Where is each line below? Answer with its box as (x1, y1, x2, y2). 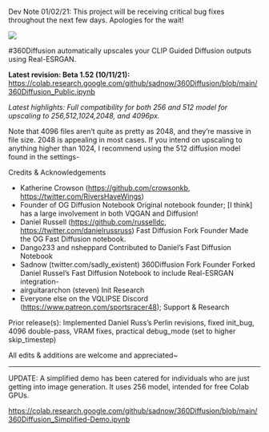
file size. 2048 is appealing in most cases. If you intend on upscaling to (8, 135, 243, 144)
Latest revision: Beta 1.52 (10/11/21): (8, 70, 130, 79)
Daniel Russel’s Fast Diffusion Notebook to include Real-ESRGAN (19, 268, 234, 277)
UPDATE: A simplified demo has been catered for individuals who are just (8, 373, 250, 383)
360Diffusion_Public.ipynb (8, 87, 96, 96)
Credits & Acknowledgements (8, 168, 106, 177)
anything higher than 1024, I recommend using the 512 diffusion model (8, 143, 241, 153)
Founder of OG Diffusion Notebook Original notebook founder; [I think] (19, 200, 253, 209)
